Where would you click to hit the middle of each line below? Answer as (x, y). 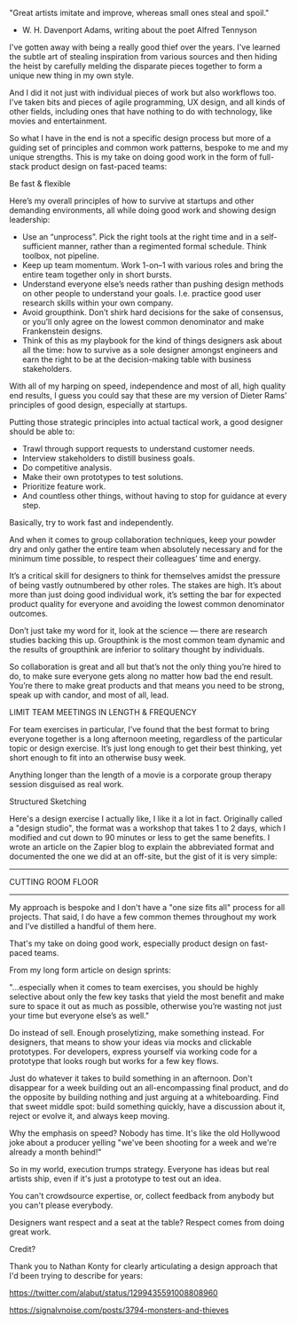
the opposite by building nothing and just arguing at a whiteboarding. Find (144, 1097)
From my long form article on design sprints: (90, 970)
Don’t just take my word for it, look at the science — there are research (138, 630)
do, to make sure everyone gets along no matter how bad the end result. (141, 676)
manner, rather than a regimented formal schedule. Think (163, 246)
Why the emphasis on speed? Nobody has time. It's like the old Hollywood (145, 1133)
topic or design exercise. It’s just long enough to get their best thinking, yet (145, 748)
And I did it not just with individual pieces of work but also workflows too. (143, 93)
